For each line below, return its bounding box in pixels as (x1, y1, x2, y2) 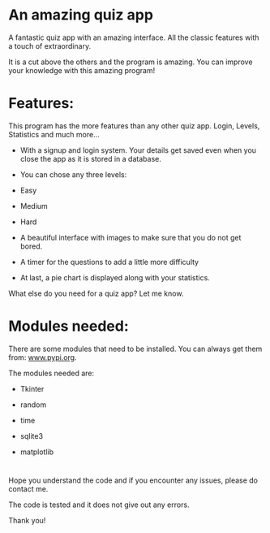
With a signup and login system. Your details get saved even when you (19, 145, 257, 155)
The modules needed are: (8, 368, 95, 378)
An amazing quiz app (8, 6, 154, 24)
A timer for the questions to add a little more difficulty (19, 257, 199, 266)
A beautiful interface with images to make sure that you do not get (19, 232, 242, 242)
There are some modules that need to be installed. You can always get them (8, 344, 263, 353)
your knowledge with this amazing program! (8, 65, 156, 75)
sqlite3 (19, 431, 43, 440)
